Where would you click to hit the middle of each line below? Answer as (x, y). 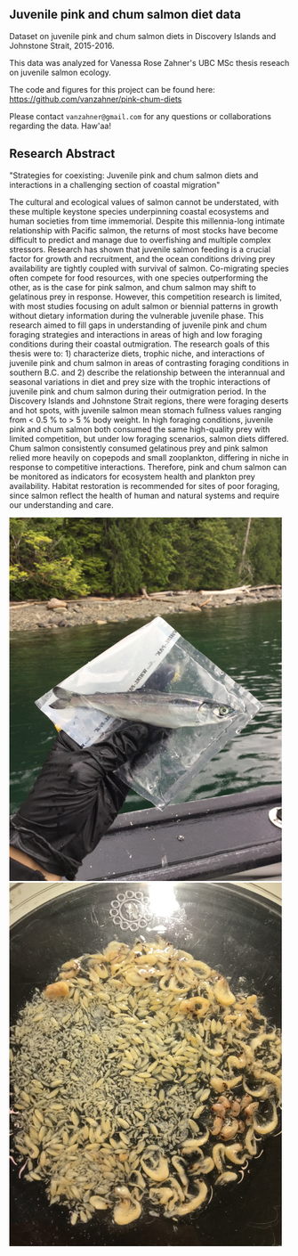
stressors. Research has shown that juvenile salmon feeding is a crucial (140, 249)
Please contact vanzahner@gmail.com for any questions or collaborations (140, 116)
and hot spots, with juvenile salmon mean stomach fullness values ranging (145, 410)
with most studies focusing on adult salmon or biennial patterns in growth (144, 306)
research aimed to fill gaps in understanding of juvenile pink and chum (138, 325)
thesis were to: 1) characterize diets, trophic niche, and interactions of (137, 353)
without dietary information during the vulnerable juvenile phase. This (137, 315)
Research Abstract (62, 154)
